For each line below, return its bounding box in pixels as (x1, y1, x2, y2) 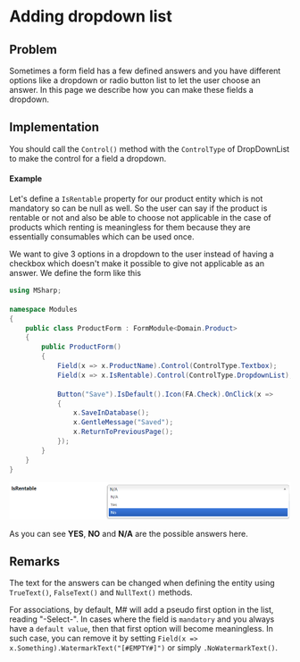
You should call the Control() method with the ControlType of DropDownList (9, 143, 290, 154)
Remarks (9, 554, 61, 569)
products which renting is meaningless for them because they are (9, 222, 251, 233)
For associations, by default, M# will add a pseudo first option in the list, (9, 605, 274, 616)
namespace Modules (9, 305, 78, 314)
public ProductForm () (41, 342, 122, 352)
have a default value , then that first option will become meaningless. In (9, 624, 274, 634)
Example (9, 173, 43, 184)
